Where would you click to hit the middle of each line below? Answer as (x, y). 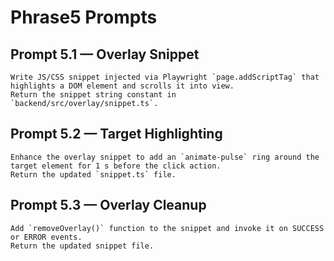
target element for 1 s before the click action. (116, 166)
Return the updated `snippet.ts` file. (93, 174)
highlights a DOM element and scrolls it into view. (122, 86)
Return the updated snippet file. (82, 246)
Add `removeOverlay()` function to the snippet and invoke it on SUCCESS (167, 228)
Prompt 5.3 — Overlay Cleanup (108, 205)
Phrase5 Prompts (84, 17)
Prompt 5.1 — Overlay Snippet (105, 54)
